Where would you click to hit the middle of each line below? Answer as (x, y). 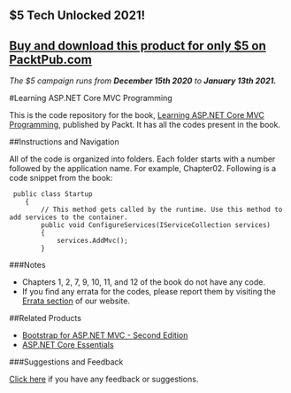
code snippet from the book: (61, 178)
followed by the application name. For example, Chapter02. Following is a (143, 169)
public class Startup (53, 194)
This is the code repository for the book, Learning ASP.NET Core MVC (137, 115)
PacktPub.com (51, 59)
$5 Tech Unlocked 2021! (77, 16)
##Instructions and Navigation (64, 142)
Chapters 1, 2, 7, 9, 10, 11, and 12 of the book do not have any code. (143, 282)
